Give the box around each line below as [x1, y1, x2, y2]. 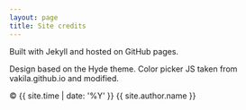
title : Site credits [9, 21, 87, 30]
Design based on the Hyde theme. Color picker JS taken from [9, 63, 238, 74]
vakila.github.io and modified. [9, 72, 120, 83]
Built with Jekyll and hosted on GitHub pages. [9, 46, 178, 56]
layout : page [9, 13, 59, 22]
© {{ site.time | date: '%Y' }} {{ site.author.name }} [9, 90, 196, 101]
